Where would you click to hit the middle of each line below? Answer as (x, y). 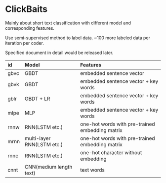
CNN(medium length (48, 167)
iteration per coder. (25, 43)
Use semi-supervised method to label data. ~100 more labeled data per (78, 38)
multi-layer (38, 138)
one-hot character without (111, 152)
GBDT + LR (37, 99)
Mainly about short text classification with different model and (68, 23)
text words (92, 170)
